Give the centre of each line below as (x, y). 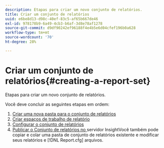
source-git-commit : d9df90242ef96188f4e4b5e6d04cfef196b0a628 (70, 28)
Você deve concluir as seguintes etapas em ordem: (57, 104)
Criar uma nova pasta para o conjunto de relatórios (64, 113)
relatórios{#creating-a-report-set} (78, 81)
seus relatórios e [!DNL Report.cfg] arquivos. (58, 140)
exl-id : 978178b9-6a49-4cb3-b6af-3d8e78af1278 (54, 23)
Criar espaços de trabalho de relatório (51, 119)
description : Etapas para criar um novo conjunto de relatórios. (74, 10)
